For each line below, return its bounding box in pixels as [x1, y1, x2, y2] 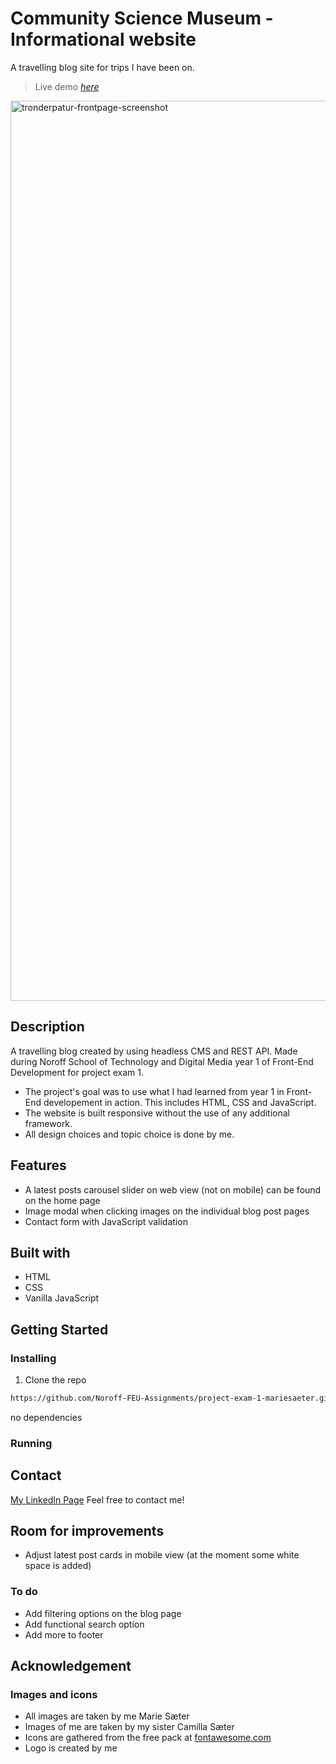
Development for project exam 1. [10, 1066, 145, 1078]
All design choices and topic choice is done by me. [24, 1128, 235, 1140]
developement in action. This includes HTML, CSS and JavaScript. [43, 1096, 317, 1108]
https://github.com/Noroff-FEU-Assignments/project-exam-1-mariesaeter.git [10, 1393, 333, 1404]
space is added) [24, 1560, 92, 1572]
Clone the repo [24, 1374, 87, 1386]
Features [10, 1157, 67, 1174]
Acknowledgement [10, 1658, 132, 1675]
